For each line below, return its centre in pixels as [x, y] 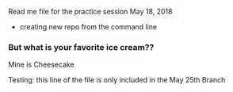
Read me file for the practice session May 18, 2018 [90, 11]
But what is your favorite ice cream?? [81, 47]
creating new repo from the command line [88, 27]
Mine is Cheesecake [42, 65]
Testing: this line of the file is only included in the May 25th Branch [117, 80]
